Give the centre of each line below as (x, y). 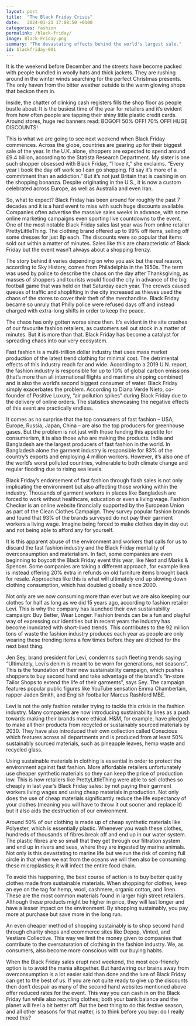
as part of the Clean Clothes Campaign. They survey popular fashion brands (98, 511)
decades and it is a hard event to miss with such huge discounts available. (96, 206)
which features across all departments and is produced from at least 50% (95, 737)
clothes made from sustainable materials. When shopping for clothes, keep (97, 883)
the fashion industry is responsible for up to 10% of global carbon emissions (98, 370)
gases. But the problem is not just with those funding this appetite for (89, 431)
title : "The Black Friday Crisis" (49, 17)
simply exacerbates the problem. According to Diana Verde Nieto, (85, 389)
